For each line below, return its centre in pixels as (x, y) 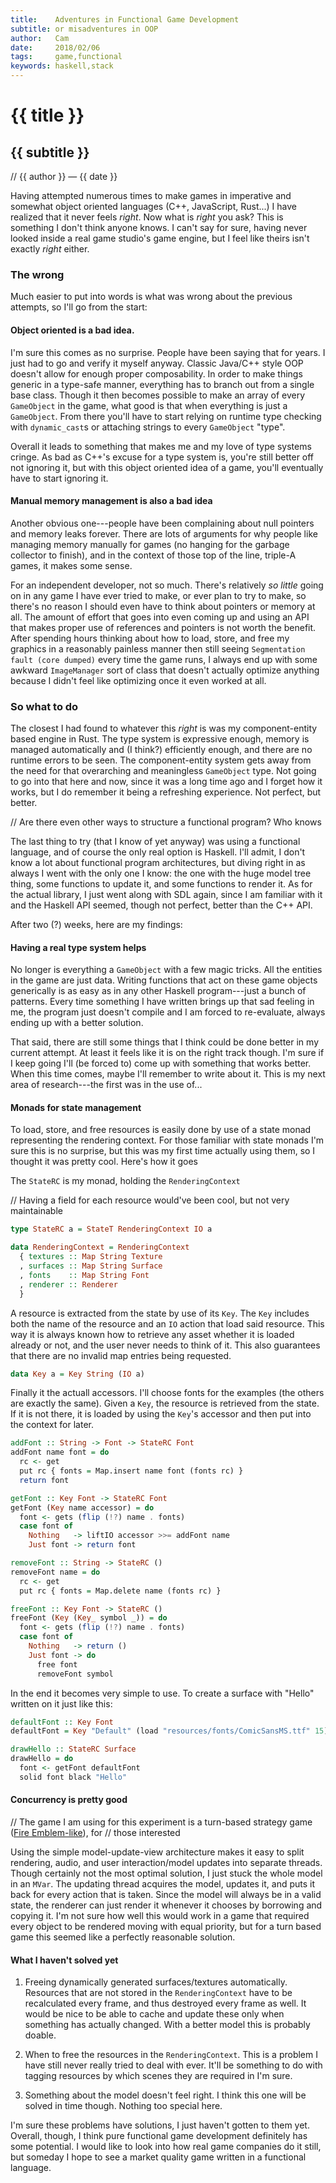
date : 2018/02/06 (55, 47)
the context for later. (52, 1425)
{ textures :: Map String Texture (91, 1257)
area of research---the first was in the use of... (106, 1085)
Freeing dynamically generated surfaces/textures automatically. (156, 1982)
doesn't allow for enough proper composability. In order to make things (156, 373)
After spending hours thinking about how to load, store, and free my (150, 638)
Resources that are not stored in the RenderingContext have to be (158, 1993)
